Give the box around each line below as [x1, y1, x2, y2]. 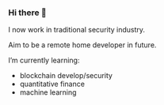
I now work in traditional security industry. [8, 25, 145, 35]
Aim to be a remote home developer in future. [8, 40, 157, 50]
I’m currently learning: [8, 55, 80, 66]
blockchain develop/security [19, 71, 113, 81]
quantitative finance [19, 79, 86, 89]
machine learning [19, 88, 77, 97]
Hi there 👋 [8, 7, 48, 18]
